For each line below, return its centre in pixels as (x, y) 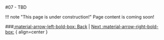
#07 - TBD (16, 7)
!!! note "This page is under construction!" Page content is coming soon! (80, 17)
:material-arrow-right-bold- (130, 26)
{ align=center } (32, 32)
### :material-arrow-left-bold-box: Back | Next (53, 26)
